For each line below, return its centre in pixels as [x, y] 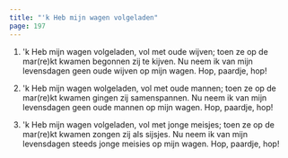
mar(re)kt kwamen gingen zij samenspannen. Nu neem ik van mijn [144, 97]
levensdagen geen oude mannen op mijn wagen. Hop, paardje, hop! [148, 107]
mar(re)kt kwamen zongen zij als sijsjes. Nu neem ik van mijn [135, 134]
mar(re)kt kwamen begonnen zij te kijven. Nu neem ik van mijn [138, 61]
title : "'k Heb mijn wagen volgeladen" [84, 18]
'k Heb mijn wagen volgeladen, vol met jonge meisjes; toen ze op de [148, 124]
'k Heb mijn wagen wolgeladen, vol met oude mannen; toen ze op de [149, 88]
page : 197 [28, 26]
